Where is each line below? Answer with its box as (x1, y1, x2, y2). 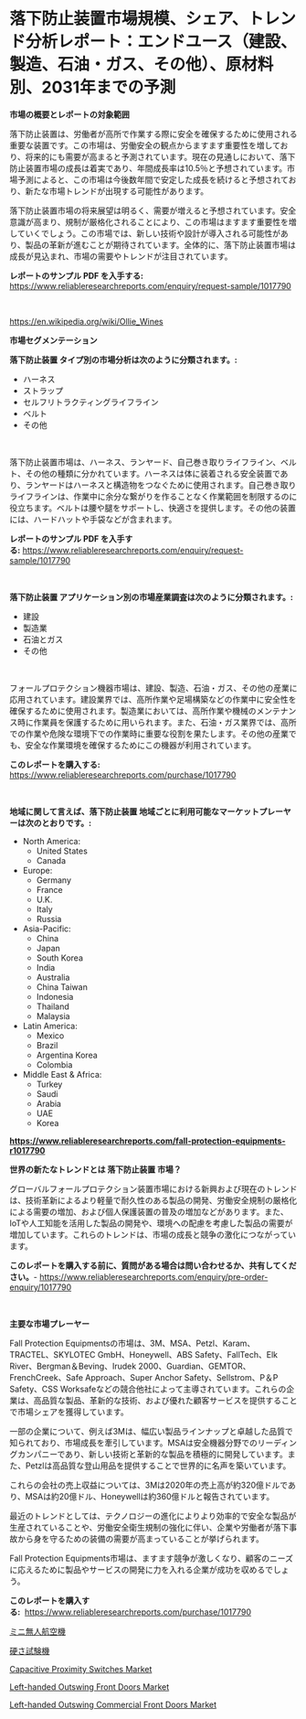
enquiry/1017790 (9, 1282, 72, 1293)
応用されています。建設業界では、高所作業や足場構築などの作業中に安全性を (9, 693, 297, 704)
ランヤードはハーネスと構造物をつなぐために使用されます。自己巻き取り (25, 479, 297, 490)
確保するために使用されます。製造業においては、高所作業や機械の (9, 705, 257, 716)
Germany (36, 875, 71, 886)
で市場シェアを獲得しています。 (9, 1406, 130, 1417)
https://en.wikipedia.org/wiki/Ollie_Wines (9, 316, 164, 327)
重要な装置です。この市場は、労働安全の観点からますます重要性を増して (9, 139, 280, 151)
